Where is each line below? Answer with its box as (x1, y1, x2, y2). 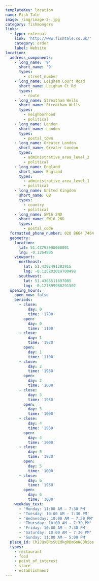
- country (23, 202, 44, 207)
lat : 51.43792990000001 (18, 245, 70, 250)
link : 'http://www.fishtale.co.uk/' (14, 36, 92, 41)
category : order (14, 41, 49, 46)
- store (14, 563, 30, 569)
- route (23, 93, 40, 98)
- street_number (23, 74, 58, 79)
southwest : (18, 273, 42, 278)
